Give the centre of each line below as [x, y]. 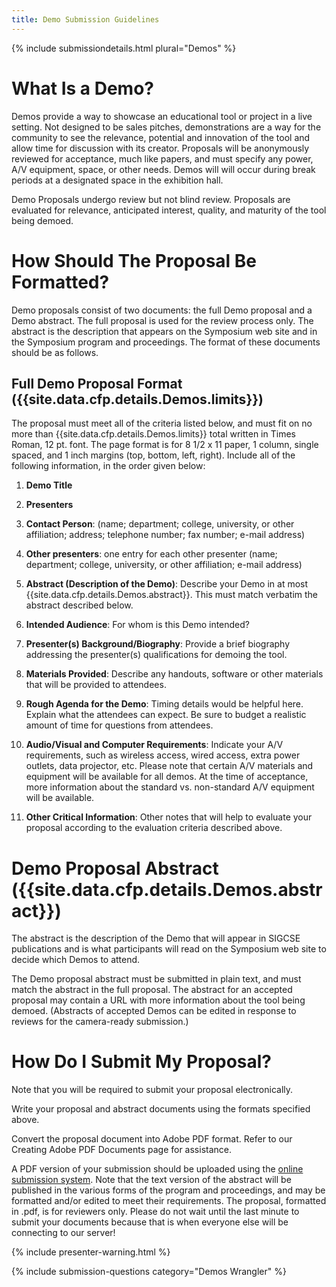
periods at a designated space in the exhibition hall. [117, 180]
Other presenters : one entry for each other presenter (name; [151, 554]
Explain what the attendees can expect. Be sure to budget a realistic [166, 715]
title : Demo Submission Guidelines [85, 19]
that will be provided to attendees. [96, 685]
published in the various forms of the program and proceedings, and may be [168, 1190]
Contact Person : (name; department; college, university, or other [160, 524]
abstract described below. [79, 605]
